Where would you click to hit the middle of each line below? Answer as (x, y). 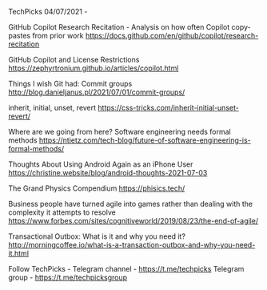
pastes (19, 36)
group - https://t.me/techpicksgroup (68, 277)
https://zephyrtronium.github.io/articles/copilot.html (94, 68)
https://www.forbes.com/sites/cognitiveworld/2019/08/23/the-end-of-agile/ (133, 221)
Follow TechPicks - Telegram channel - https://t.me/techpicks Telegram (126, 269)
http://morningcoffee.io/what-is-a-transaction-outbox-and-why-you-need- (132, 245)
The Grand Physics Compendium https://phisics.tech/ (97, 188)
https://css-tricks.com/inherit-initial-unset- (169, 108)
